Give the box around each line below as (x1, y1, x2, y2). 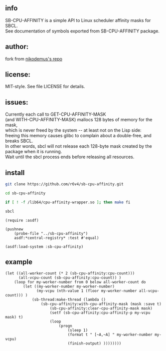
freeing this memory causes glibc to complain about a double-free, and (5, 133, 152, 139)
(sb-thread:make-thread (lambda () (31, 297, 106, 302)
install (5, 168, 25, 177)
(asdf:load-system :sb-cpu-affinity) (5, 244, 84, 249)
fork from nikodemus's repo (5, 56, 62, 62)
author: (5, 43, 29, 51)
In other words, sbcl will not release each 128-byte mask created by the (5, 143, 152, 149)
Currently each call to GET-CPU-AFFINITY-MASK (5, 111, 106, 117)
